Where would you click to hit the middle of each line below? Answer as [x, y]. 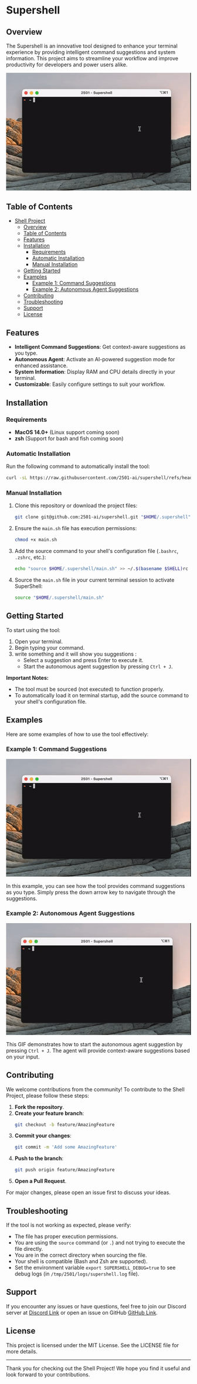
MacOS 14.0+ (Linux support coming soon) [67, 432]
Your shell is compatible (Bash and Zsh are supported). [81, 1261]
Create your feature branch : [49, 1113]
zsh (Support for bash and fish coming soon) [69, 438]
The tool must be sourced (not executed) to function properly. [89, 689]
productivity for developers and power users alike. [67, 65]
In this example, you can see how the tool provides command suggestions [96, 886]
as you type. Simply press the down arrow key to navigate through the [91, 892]
